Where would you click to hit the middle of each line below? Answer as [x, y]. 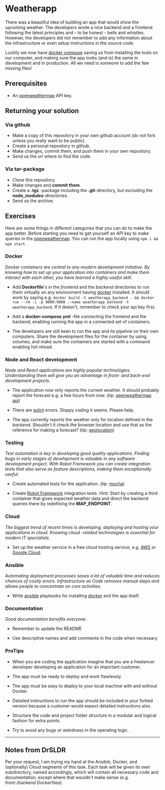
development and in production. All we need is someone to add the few [77, 63]
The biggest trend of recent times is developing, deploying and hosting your [82, 527]
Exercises [20, 216]
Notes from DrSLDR [36, 750]
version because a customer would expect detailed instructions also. [82, 706]
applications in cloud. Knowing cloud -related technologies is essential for [80, 532]
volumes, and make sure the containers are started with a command [81, 341]
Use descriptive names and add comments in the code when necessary [85, 638]
